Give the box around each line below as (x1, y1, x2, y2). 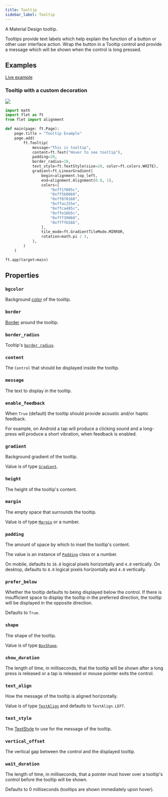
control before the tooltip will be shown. (5, 777, 88, 783)
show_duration (5, 655, 40, 660)
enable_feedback (5, 400, 45, 406)
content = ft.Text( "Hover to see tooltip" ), (32, 150, 123, 155)
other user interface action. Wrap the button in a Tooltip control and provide (5, 41, 162, 47)
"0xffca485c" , (50, 206, 80, 211)
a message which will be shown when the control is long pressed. (5, 46, 142, 52)
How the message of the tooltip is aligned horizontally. (5, 693, 118, 699)
